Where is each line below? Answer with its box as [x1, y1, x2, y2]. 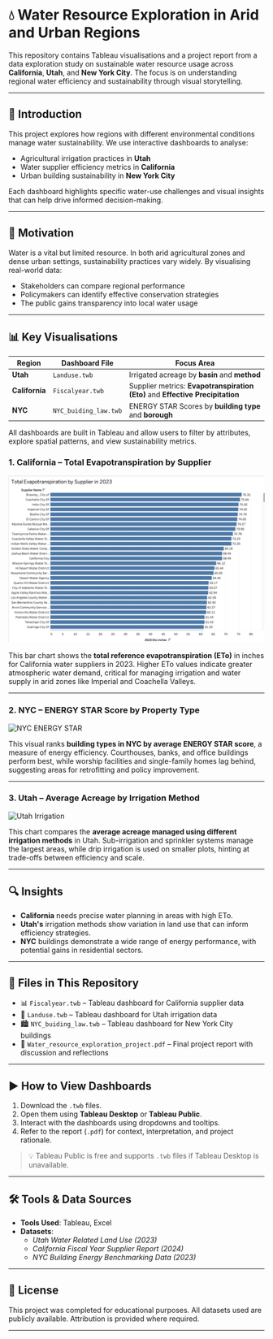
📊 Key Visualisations [8, 330, 118, 344]
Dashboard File [61, 357, 114, 367]
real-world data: [8, 265, 63, 275]
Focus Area [175, 357, 215, 367]
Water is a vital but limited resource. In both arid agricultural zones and [8, 248, 245, 258]
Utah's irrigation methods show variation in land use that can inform [19, 919, 249, 929]
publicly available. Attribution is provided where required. [8, 1314, 200, 1324]
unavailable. [28, 1160, 69, 1170]
